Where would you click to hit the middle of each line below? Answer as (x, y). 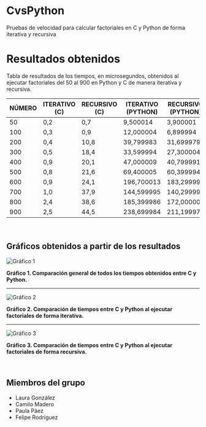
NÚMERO (23, 108)
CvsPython (36, 11)
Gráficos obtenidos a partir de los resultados (93, 246)
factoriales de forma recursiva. (47, 352)
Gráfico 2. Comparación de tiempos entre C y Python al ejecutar (90, 309)
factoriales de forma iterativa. (45, 315)
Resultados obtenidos (63, 59)
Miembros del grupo (46, 383)
